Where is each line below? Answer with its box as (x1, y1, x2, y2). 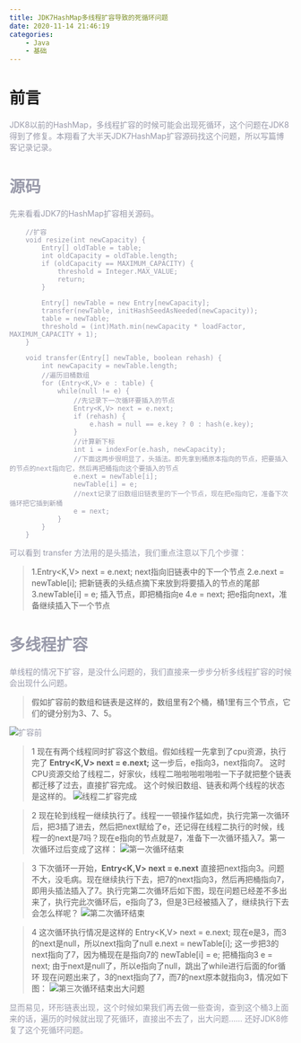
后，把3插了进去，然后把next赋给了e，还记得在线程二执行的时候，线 (30, 821, 285, 832)
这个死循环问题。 (24, 1024, 88, 1035)
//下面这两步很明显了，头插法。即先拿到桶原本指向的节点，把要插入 (73, 455, 288, 464)
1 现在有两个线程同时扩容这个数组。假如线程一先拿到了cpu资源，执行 (30, 746, 287, 756)
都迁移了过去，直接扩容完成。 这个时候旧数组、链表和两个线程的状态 (30, 779, 285, 791)
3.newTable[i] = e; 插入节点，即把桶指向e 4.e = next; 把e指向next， (30, 589, 279, 599)
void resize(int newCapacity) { (25, 235, 146, 244)
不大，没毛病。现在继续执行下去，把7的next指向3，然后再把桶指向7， (30, 873, 289, 885)
